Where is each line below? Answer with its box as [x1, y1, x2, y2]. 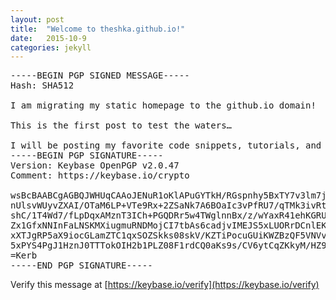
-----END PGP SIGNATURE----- [10, 260, 153, 271]
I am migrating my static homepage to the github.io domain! [10, 100, 317, 111]
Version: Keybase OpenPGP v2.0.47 [10, 160, 180, 171]
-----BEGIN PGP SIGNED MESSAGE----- [10, 70, 190, 81]
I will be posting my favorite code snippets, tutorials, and [10, 140, 322, 151]
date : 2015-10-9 [10, 33, 87, 43]
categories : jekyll [10, 42, 92, 53]
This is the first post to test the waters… [10, 120, 233, 131]
